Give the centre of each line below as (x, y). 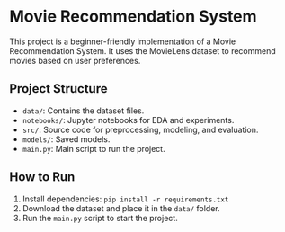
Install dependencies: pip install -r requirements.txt (125, 199)
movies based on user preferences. (75, 60)
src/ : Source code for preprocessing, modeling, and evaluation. (140, 129)
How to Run (42, 177)
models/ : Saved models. (66, 139)
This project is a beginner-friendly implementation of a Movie (123, 41)
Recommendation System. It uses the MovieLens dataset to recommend (142, 50)
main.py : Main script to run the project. (94, 148)
